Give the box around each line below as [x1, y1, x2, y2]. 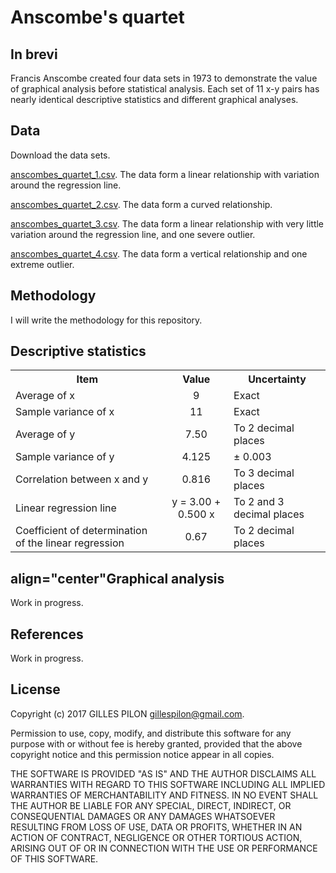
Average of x [15, 389, 75, 403]
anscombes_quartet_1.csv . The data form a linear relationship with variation [10, 168, 320, 180]
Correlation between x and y [15, 472, 149, 486]
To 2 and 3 [233, 495, 285, 509]
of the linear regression [15, 536, 125, 550]
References [10, 626, 84, 643]
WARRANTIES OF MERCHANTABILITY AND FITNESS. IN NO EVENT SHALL [10, 789, 319, 801]
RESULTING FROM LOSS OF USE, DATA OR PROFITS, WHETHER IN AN [10, 821, 303, 833]
